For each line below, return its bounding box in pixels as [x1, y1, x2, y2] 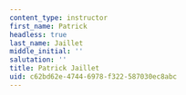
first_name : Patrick [9, 22, 88, 31]
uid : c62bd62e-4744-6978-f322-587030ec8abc [9, 72, 178, 81]
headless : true [9, 30, 67, 39]
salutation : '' [9, 55, 67, 64]
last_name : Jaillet [9, 38, 84, 48]
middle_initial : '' [9, 47, 84, 56]
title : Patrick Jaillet [9, 64, 100, 73]
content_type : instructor [9, 13, 108, 23]
